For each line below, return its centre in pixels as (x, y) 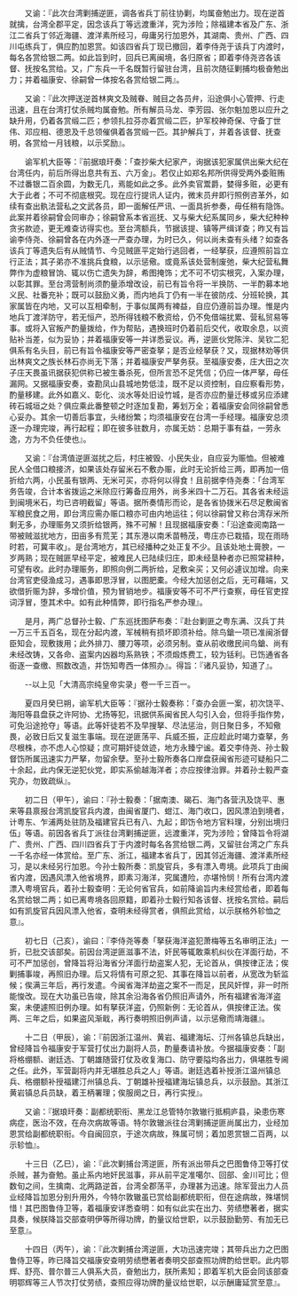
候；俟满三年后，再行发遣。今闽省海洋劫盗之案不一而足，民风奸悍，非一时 (145, 985)
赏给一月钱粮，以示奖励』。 (81, 143)
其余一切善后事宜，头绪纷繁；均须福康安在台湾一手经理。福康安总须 (164, 417)
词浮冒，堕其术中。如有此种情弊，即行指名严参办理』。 (108, 602)
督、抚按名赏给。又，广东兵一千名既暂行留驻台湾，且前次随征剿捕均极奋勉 (145, 68)
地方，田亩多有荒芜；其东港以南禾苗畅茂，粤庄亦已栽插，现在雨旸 (168, 536)
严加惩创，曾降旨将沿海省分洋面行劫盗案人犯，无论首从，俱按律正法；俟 (157, 963)
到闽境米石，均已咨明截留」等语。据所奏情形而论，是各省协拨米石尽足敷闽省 (149, 502)
